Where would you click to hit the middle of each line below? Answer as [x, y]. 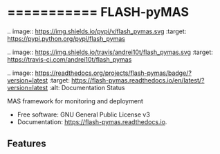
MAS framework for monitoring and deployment [75, 101]
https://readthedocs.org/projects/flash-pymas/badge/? [113, 73]
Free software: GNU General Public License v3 [83, 114]
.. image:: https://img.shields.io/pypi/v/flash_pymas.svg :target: [97, 31]
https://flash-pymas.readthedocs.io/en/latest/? [138, 80]
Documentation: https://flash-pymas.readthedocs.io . [92, 121]
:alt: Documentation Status [87, 87]
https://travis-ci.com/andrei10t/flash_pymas [70, 59]
